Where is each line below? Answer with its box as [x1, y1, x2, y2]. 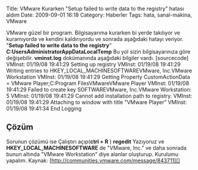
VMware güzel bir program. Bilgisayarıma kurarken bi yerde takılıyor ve [6, 29, 181, 36]
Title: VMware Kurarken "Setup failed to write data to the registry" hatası [6, 5, 184, 12]
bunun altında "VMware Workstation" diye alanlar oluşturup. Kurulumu [6, 150, 179, 158]
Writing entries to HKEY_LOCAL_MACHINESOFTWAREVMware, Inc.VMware [6, 67, 193, 74]
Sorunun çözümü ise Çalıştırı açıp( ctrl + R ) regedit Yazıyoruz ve [6, 138, 165, 145]
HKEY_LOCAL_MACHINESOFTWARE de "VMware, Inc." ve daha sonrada [6, 144, 187, 151]
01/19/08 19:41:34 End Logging [6, 105, 82, 112]
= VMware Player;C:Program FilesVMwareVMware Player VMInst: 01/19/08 [6, 80, 190, 87]
